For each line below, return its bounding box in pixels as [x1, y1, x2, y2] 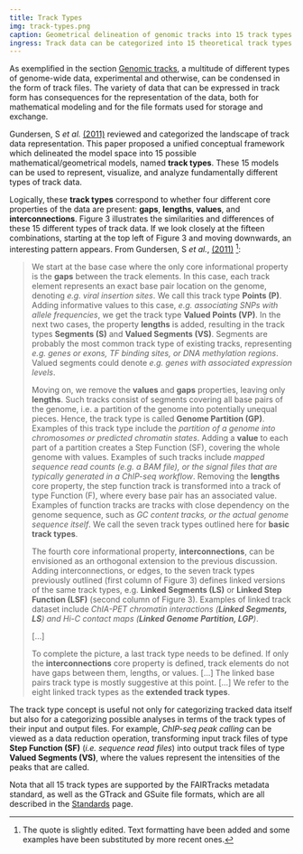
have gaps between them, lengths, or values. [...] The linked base [31, 667, 275, 678]
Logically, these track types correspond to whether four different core [9, 194, 271, 205]
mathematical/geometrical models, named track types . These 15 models [9, 157, 280, 168]
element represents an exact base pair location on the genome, [31, 280, 268, 291]
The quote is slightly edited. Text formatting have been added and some [22, 824, 290, 835]
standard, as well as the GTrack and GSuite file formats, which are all [9, 788, 265, 800]
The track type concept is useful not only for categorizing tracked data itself [9, 704, 293, 715]
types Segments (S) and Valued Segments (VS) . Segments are [31, 328, 268, 339]
